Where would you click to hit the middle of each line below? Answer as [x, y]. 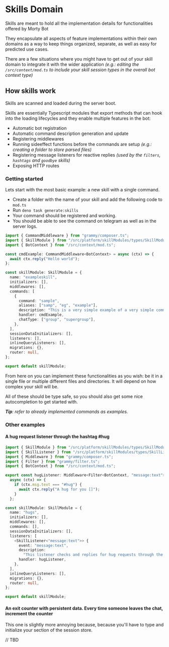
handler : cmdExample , [41, 315]
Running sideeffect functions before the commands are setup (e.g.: [82, 144]
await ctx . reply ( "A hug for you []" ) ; [59, 489]
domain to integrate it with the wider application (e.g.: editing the [72, 64]
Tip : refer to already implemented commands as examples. [67, 411]
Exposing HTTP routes [36, 166]
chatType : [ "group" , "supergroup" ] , [57, 320]
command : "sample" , [39, 301]
